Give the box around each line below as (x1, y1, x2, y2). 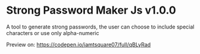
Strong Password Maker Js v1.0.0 (6, 4, 177, 17)
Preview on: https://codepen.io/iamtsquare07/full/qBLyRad (6, 41, 151, 48)
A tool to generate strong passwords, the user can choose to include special (6, 23, 195, 30)
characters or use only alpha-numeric (6, 29, 99, 36)
